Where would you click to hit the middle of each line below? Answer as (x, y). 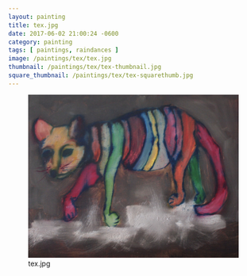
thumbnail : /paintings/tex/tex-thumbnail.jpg (85, 67)
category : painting (41, 42)
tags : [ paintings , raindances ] (64, 50)
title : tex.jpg (33, 25)
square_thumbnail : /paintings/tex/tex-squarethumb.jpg (101, 75)
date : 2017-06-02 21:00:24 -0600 (64, 33)
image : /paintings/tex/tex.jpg (60, 59)
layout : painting (37, 17)
